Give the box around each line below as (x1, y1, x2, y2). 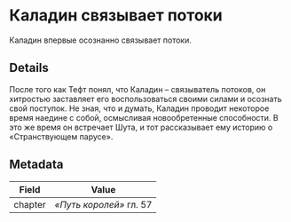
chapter (13, 198, 46, 210)
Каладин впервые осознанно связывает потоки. (9, 35, 193, 45)
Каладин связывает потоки (9, 5, 224, 26)
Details (9, 60, 49, 75)
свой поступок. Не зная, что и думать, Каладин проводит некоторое (9, 103, 270, 114)
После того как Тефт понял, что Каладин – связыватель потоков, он (9, 83, 266, 94)
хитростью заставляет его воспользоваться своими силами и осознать (9, 93, 282, 104)
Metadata (9, 157, 64, 172)
